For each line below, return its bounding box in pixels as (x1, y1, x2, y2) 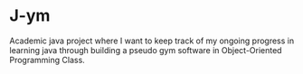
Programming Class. (9, 54, 86, 65)
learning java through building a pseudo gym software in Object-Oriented (9, 44, 282, 55)
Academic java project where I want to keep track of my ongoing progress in (9, 35, 295, 46)
